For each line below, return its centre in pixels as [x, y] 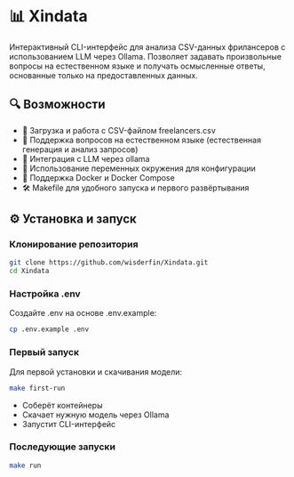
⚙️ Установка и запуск [73, 219]
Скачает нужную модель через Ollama [95, 415]
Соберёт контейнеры [63, 405]
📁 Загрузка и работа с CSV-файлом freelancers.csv [119, 130]
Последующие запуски [62, 447]
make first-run [37, 388]
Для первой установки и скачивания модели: [96, 372]
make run [25, 465]
